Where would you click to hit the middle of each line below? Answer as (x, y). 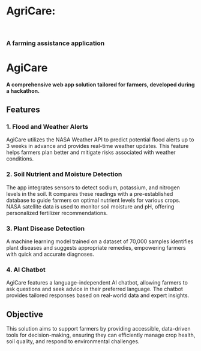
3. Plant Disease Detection (46, 228)
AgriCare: (31, 11)
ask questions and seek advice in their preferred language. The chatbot (94, 289)
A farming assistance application (55, 43)
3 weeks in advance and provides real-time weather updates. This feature (97, 146)
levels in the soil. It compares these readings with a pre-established (90, 193)
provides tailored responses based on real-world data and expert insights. (98, 295)
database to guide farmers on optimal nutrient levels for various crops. (93, 200)
